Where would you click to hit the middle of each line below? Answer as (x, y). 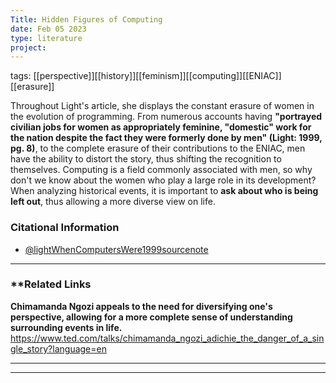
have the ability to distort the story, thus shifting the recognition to (146, 159)
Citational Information (65, 228)
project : (28, 47)
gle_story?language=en (58, 348)
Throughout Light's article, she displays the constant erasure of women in (162, 106)
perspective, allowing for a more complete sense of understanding (151, 317)
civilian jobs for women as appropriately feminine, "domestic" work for (161, 127)
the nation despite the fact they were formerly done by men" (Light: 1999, (166, 138)
